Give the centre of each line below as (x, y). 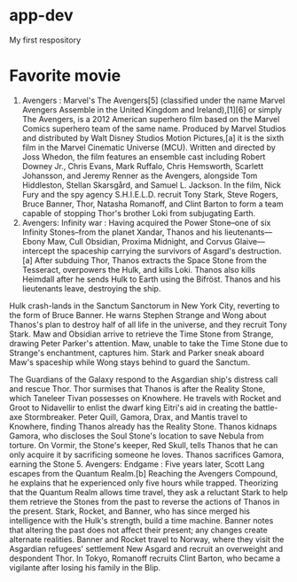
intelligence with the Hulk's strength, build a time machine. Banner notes (141, 520)
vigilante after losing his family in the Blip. (85, 567)
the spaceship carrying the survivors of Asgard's (147, 251)
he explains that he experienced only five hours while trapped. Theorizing (144, 483)
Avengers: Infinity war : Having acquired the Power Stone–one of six (146, 222)
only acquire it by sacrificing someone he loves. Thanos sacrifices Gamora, (147, 454)
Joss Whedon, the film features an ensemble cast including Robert (144, 157)
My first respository (45, 40)
